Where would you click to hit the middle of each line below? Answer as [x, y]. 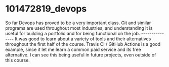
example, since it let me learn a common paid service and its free [73, 49]
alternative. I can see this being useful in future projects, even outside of [81, 55]
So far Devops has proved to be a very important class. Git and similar [78, 23]
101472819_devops [46, 9]
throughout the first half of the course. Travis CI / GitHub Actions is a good [83, 44]
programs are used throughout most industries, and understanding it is [79, 28]
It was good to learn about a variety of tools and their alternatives [83, 39]
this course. [18, 60]
